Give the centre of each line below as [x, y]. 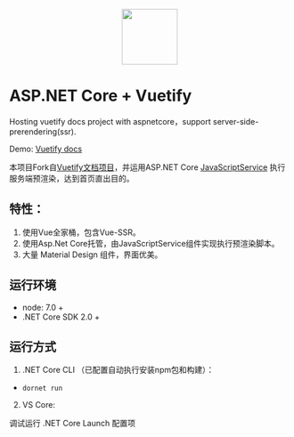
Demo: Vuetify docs [46, 149]
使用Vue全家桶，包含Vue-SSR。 [81, 232]
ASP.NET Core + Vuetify [101, 96]
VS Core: [39, 405]
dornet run [42, 388]
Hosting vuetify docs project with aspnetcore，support [110, 121]
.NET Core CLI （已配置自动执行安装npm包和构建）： [118, 370]
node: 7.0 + [43, 307]
